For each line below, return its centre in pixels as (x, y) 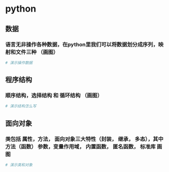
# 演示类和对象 (19, 165)
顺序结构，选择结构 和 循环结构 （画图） (54, 96)
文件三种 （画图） (37, 52)
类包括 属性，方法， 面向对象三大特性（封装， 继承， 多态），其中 (84, 139)
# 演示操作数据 (19, 63)
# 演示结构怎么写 (21, 106)
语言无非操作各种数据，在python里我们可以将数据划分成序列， (82, 45)
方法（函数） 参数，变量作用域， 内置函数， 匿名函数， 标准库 (80, 146)
